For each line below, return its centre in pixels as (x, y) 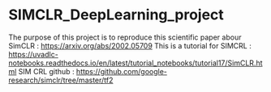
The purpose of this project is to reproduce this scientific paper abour (125, 37)
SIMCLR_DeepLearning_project (116, 15)
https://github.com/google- (122, 71)
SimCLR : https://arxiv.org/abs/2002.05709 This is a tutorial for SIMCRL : (130, 45)
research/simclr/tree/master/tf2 (61, 80)
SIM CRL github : (46, 71)
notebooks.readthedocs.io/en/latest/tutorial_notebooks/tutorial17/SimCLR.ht (135, 63)
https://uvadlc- (33, 54)
